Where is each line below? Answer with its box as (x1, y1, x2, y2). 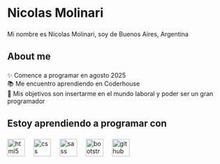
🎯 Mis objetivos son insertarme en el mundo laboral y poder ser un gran (7, 90, 214, 98)
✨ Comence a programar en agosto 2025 (7, 71, 126, 80)
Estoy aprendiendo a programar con (7, 117, 168, 129)
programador (7, 97, 45, 106)
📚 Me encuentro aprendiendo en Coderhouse (7, 79, 140, 88)
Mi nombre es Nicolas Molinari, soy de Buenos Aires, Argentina (7, 30, 189, 39)
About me (7, 50, 51, 62)
